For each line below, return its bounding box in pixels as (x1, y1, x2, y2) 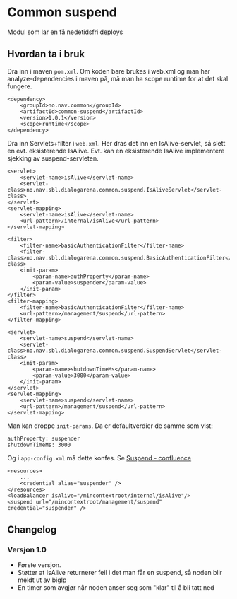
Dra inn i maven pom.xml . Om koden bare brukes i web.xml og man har (7, 66, 210, 75)
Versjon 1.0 (7, 545, 47, 555)
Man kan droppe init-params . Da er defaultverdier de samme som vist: (7, 421, 213, 430)
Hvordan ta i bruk (7, 48, 85, 60)
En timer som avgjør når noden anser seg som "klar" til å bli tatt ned (17, 583, 214, 592)
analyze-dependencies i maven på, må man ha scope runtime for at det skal (7, 74, 229, 83)
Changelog (7, 524, 57, 536)
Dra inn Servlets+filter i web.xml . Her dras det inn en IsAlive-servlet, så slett (7, 139, 226, 147)
